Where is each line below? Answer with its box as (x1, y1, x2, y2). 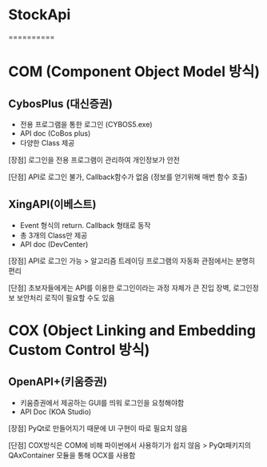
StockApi (8, 6, 71, 24)
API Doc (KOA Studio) (19, 406, 92, 417)
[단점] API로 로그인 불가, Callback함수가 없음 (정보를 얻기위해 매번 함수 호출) (8, 172, 248, 182)
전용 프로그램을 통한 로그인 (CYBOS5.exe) (19, 119, 153, 129)
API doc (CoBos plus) (19, 128, 91, 138)
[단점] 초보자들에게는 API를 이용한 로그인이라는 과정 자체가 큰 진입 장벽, (8, 282, 232, 293)
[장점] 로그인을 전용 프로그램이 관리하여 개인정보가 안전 (8, 154, 180, 165)
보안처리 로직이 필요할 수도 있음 (16, 293, 115, 302)
